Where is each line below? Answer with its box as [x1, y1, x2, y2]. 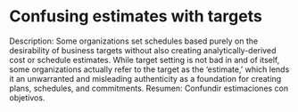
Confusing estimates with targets [9, 6, 263, 27]
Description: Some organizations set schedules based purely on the [9, 36, 259, 46]
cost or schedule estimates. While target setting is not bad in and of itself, [9, 54, 280, 65]
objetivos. [9, 92, 46, 103]
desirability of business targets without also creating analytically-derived [9, 44, 277, 55]
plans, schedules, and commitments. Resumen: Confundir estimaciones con [9, 83, 289, 93]
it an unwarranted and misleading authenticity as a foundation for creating [9, 73, 282, 84]
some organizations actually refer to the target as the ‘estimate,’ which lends [9, 64, 290, 75]
